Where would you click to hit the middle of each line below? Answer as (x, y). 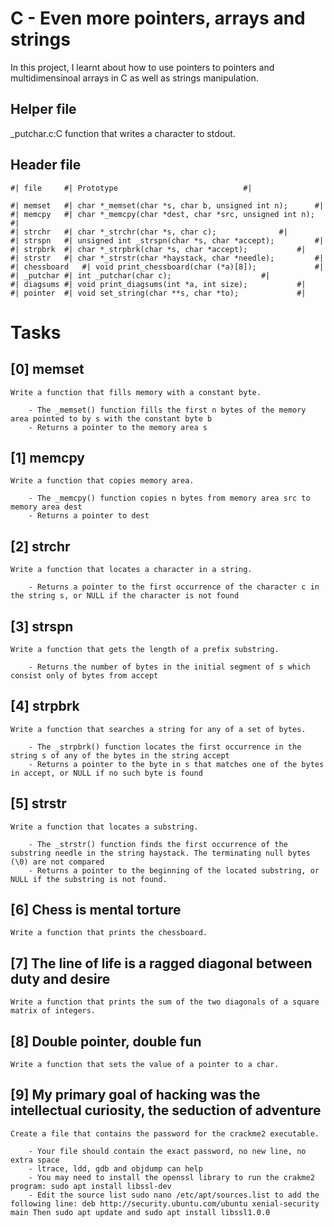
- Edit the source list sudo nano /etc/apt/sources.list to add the (174, 1195)
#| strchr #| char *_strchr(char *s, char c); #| (149, 232)
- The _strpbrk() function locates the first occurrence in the (165, 747)
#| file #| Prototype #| (131, 188)
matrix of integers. (53, 1011)
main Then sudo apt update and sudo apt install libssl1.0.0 (140, 1212)
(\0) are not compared (57, 862)
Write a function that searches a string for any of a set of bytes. (158, 729)
